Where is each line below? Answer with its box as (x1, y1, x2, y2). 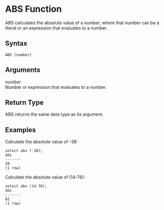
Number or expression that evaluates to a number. (5, 84, 107, 90)
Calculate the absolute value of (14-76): (5, 174, 85, 180)
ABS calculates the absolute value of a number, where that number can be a (5, 20, 160, 26)
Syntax (5, 39, 28, 48)
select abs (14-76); (5, 184, 48, 189)
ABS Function (5, 3, 62, 15)
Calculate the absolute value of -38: (5, 139, 78, 145)
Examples (5, 126, 36, 134)
